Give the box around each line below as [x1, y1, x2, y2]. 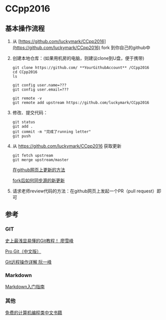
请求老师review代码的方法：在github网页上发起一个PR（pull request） [12, 188, 157, 194]
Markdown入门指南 [5, 283, 45, 289]
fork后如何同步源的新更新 [12, 177, 65, 183]
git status [12, 119, 35, 124]
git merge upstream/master [12, 157, 69, 162]
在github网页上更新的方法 [12, 167, 65, 172]
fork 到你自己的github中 [101, 44, 150, 50]
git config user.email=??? [12, 87, 69, 92]
